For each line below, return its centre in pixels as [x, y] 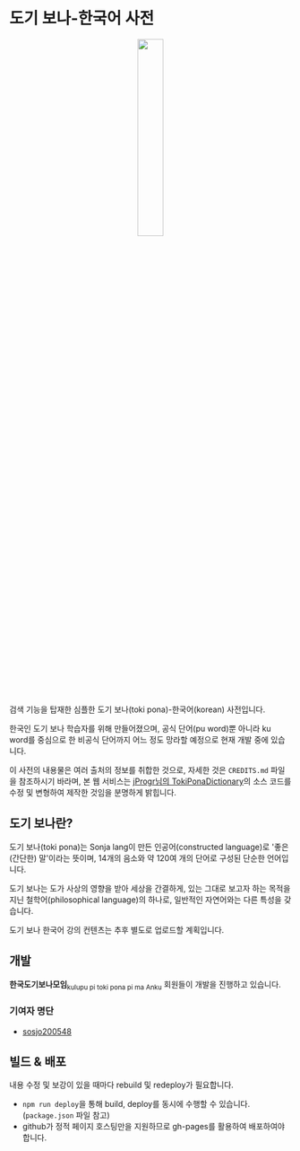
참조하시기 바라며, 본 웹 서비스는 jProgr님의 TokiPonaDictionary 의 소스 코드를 [155, 781]
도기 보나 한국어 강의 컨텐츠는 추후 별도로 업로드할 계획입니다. [117, 929]
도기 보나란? [41, 824]
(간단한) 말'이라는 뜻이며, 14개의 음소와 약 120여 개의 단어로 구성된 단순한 [137, 857]
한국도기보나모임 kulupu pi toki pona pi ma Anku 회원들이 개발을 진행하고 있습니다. [146, 985]
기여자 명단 [32, 1011]
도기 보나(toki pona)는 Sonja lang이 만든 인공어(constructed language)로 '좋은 [149, 847]
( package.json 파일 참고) [66, 1115]
